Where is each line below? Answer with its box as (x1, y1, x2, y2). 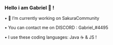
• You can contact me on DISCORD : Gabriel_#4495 (4, 25, 109, 30)
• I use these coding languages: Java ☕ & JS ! (4, 34, 97, 40)
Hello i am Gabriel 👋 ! (4, 4, 55, 11)
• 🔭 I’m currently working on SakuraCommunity (4, 15, 99, 21)
